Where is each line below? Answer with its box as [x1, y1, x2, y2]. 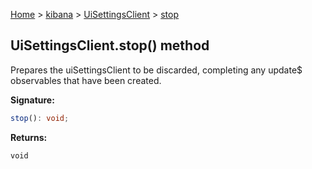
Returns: [10, 131, 48, 143]
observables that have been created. [10, 74, 162, 86]
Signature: [10, 94, 55, 106]
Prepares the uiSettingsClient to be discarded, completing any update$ [10, 64, 303, 76]
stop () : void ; [10, 113, 70, 123]
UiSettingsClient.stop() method [10, 37, 210, 54]
